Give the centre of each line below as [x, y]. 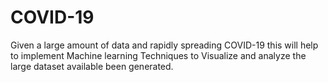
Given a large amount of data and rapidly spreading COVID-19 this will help [164, 45]
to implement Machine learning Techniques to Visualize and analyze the [158, 55]
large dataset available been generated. [92, 66]
